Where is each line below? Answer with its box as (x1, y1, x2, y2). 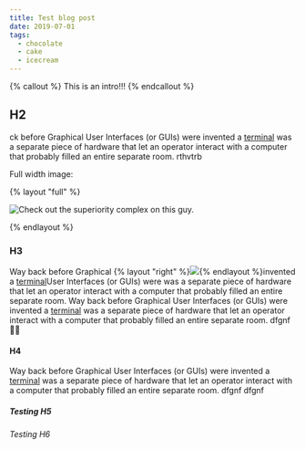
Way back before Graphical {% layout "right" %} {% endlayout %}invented (9, 266, 296, 277)
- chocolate (17, 38, 64, 48)
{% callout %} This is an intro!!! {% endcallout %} (9, 81, 195, 91)
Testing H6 (9, 429, 51, 440)
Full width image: (9, 168, 74, 179)
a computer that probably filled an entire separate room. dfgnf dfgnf (9, 385, 264, 396)
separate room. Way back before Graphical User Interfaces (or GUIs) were (9, 296, 289, 307)
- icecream (17, 56, 59, 65)
